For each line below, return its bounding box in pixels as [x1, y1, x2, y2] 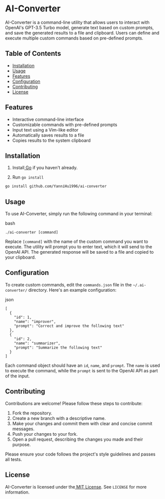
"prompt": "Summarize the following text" [14, 345, 102, 350]
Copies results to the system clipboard [12, 137, 91, 143]
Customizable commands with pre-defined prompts [12, 122, 117, 128]
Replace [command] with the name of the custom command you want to [5, 238, 149, 245]
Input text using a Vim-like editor [12, 127, 79, 133]
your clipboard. [5, 254, 36, 260]
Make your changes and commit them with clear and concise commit [12, 420, 153, 426]
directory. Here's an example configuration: [28, 287, 117, 293]
